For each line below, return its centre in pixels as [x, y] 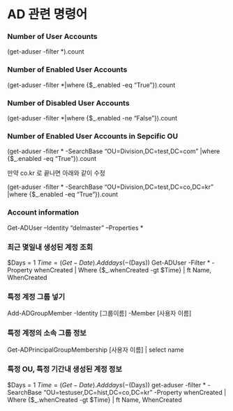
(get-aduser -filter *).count [46, 52]
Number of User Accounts [52, 37]
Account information [43, 212]
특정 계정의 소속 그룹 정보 [47, 333]
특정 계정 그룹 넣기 [36, 297]
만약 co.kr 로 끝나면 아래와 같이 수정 [57, 173]
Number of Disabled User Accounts [69, 103]
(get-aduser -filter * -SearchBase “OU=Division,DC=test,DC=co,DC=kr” [111, 187]
